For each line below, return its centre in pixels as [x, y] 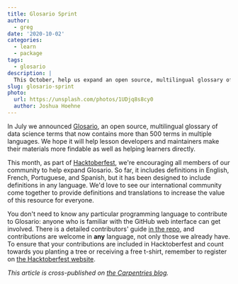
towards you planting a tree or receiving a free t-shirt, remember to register [117, 251]
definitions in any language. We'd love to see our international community [114, 185]
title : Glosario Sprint [42, 14]
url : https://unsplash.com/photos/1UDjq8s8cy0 [84, 100]
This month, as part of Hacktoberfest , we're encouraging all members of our [119, 162]
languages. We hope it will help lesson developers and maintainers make [113, 141]
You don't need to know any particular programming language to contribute [118, 214]
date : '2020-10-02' [36, 34]
